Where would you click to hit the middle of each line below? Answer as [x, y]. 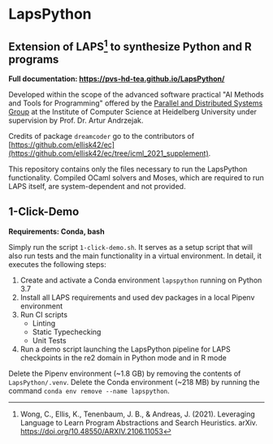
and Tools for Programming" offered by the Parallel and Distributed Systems [136, 103]
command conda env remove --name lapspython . [89, 390]
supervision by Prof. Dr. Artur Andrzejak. [76, 120]
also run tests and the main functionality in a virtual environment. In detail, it [135, 256]
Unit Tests [49, 340]
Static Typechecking [67, 332]
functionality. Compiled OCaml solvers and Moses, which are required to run [136, 178]
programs [34, 59]
